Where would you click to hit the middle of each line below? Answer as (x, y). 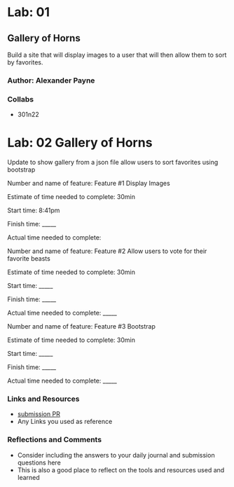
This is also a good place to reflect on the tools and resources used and (121, 469)
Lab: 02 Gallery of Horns (80, 143)
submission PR (39, 414)
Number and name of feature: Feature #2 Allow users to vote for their (107, 251)
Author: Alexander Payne (51, 80)
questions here (39, 462)
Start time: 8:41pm (34, 210)
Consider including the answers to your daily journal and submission (116, 455)
